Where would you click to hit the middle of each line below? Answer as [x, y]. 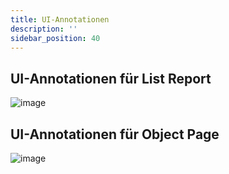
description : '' [44, 29]
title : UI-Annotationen [60, 19]
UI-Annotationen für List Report [111, 78]
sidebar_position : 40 [55, 38]
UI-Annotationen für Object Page [115, 134]
